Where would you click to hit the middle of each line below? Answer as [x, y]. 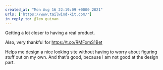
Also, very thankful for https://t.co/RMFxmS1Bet [54, 42]
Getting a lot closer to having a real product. [50, 33]
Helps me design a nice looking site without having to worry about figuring [81, 52]
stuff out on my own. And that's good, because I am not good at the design [82, 57]
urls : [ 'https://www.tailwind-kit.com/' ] [49, 14]
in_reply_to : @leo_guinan [32, 19]
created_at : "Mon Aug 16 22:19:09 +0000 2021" [54, 10]
